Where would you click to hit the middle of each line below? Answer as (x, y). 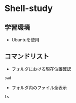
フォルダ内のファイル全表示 (39, 88)
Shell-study (29, 8)
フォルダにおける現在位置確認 (41, 69)
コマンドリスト (27, 57)
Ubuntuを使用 (25, 40)
